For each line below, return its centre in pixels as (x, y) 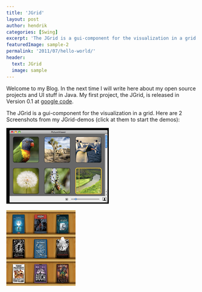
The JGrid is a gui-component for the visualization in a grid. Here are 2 (94, 113)
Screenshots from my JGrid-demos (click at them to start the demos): (93, 119)
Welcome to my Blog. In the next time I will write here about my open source (101, 88)
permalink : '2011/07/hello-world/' (51, 51)
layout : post (23, 19)
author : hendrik (27, 25)
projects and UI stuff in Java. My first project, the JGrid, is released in (93, 95)
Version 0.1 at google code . (40, 101)
